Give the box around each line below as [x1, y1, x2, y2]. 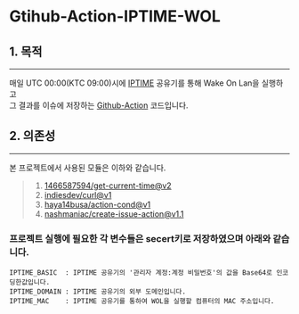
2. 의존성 [9, 128, 56, 144]
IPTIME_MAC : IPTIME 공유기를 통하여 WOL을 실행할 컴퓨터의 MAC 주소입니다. [9, 297, 275, 306]
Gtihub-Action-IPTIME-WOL [9, 6, 221, 27]
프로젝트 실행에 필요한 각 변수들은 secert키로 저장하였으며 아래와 [9, 232, 271, 244]
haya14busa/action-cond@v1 [44, 199, 151, 210]
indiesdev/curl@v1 [44, 189, 112, 200]
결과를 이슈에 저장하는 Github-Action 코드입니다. [18, 100, 189, 111]
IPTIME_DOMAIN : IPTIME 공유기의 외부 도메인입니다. [9, 287, 187, 296]
